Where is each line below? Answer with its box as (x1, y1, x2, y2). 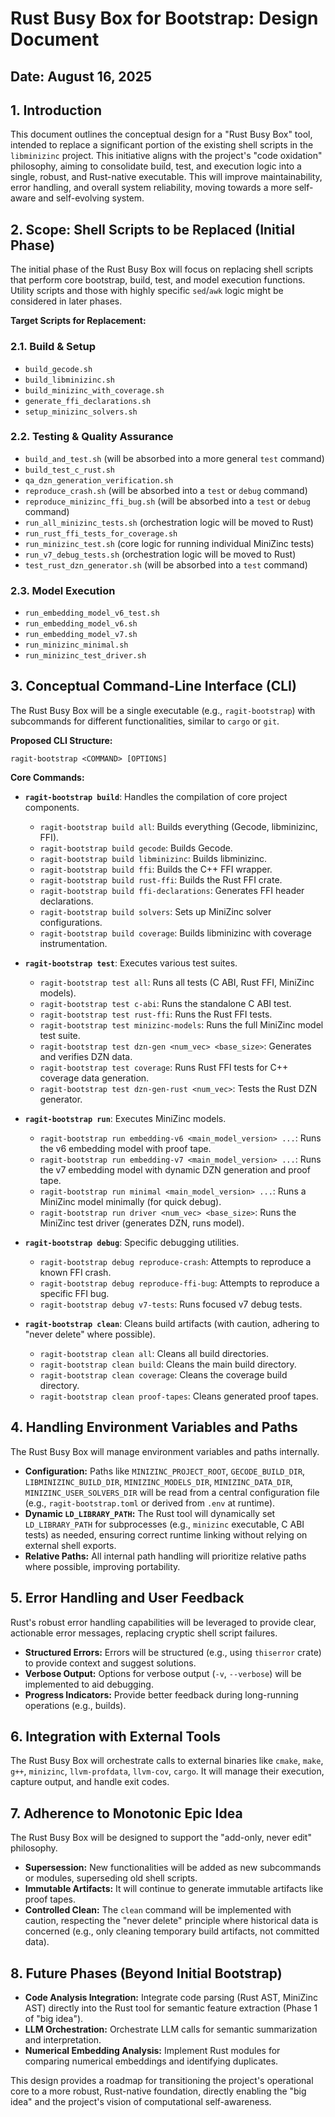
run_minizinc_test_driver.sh (24, 651, 147, 661)
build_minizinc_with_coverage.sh (24, 385, 165, 396)
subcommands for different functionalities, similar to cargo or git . (10, 715, 280, 727)
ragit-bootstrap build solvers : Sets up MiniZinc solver (39, 905, 272, 917)
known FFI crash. (39, 1266, 112, 1278)
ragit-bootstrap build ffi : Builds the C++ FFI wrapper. (39, 863, 273, 875)
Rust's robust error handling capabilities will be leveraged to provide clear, (10, 1616, 317, 1628)
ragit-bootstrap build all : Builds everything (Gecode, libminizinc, (39, 820, 318, 832)
